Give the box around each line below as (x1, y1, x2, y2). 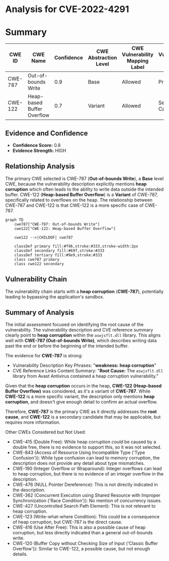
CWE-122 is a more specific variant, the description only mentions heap (5, 393, 155, 399)
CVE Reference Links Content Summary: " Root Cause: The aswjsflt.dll (12, 368, 163, 374)
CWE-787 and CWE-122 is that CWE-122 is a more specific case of (5, 202, 144, 208)
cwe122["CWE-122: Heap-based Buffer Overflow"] (14, 226, 116, 231)
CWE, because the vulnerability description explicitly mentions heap (5, 181, 147, 187)
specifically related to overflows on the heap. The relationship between (5, 197, 152, 203)
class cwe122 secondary (14, 261, 64, 266)
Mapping (126, 57, 149, 64)
